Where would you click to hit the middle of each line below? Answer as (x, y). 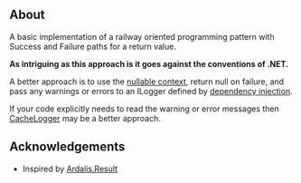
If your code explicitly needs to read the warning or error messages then (145, 109)
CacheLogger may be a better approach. (85, 118)
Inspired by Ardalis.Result (70, 169)
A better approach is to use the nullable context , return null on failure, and (147, 82)
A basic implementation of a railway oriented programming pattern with (142, 36)
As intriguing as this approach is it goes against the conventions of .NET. (149, 63)
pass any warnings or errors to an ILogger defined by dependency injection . (151, 91)
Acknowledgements (67, 147)
